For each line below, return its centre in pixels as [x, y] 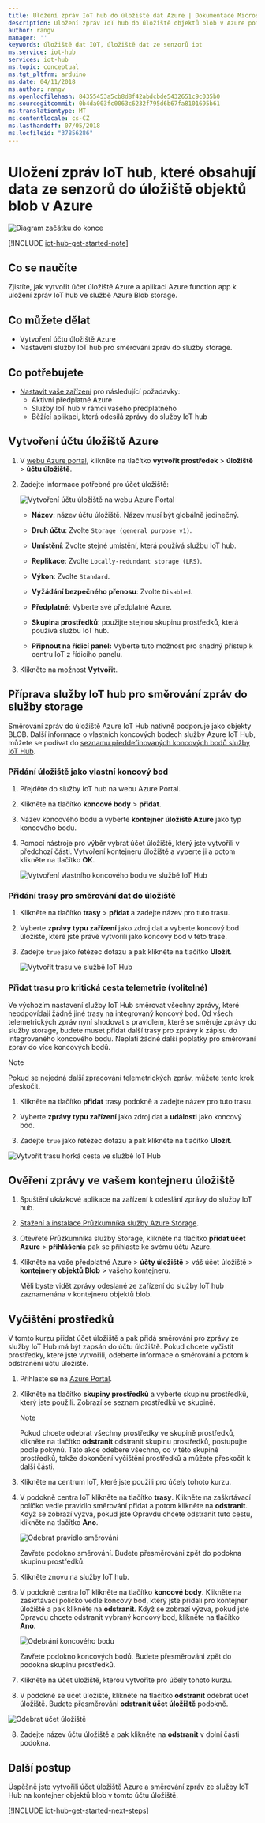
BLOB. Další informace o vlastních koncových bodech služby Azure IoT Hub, [132, 734]
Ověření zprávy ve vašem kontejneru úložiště [121, 1180]
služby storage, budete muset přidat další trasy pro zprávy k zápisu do [123, 1030]
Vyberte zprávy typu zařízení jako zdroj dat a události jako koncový [131, 1116]
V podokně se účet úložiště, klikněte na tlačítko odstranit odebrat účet [134, 1696]
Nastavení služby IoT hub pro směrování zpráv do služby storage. [126, 348]
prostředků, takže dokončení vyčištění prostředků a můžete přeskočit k [135, 1459]
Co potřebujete [46, 372]
